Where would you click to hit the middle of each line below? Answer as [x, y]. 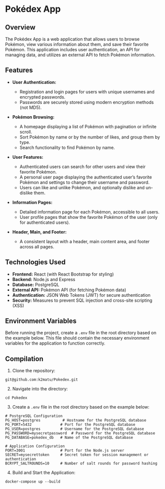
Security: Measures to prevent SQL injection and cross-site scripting [82, 300]
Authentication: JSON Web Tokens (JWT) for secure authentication [81, 295]
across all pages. [37, 246]
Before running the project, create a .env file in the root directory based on [81, 333]
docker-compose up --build [33, 482]
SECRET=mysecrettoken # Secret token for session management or [77, 455]
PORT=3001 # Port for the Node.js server [65, 451]
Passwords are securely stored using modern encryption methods [87, 102]
